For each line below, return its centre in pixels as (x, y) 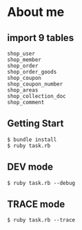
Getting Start (35, 123)
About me (36, 12)
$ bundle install (32, 140)
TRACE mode (36, 205)
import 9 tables (41, 38)
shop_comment (26, 102)
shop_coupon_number (35, 84)
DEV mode (30, 167)
